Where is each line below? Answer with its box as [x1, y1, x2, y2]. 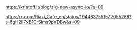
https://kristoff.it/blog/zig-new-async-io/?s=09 [5, 4, 104, 10]
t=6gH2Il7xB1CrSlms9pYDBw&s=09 [5, 19, 80, 25]
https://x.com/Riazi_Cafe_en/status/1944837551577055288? [5, 14, 132, 19]
